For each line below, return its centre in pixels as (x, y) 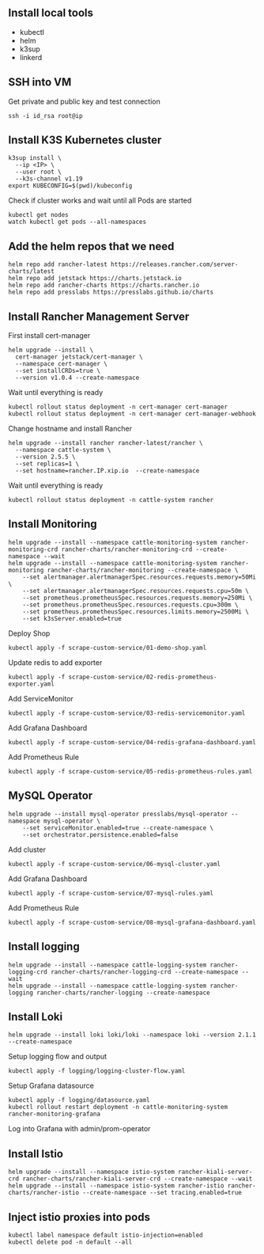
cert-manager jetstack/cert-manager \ (79, 357)
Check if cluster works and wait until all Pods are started (100, 200)
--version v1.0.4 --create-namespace (77, 378)
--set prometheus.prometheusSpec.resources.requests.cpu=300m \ (130, 605)
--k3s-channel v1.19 (49, 179)
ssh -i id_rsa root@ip (45, 116)
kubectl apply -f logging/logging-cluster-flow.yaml (97, 1071)
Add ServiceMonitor (41, 698)
